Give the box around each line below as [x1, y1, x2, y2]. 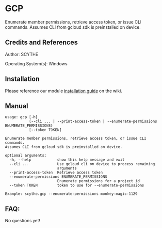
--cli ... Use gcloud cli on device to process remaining [9, 162, 155, 167]
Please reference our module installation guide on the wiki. [5, 88, 122, 94]
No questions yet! [5, 218, 40, 224]
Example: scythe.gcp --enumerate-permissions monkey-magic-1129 [5, 191, 138, 196]
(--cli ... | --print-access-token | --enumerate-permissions [29, 119, 158, 124]
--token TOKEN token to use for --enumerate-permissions [9, 183, 145, 188]
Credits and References [5, 38, 78, 47]
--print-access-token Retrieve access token [9, 170, 103, 175]
